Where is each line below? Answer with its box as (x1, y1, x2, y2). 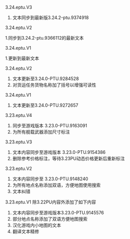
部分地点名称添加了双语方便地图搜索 (12, 216, 88, 222)
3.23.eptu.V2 (5, 165, 33, 171)
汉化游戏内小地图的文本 (12, 222, 61, 228)
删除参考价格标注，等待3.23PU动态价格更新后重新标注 (12, 155, 125, 161)
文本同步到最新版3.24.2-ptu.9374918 (12, 15, 89, 21)
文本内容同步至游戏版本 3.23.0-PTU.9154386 (12, 149, 106, 155)
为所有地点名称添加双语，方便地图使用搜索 (12, 182, 101, 188)
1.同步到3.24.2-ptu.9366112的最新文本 (5, 35, 84, 41)
